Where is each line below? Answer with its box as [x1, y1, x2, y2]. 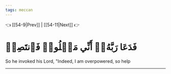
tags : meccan [5, 7, 33, 13]
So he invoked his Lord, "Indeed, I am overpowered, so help [5, 58, 131, 64]
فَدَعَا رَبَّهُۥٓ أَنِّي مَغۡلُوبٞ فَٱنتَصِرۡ [5, 41, 137, 53]
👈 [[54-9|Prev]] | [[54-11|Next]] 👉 [5, 21, 80, 28]
